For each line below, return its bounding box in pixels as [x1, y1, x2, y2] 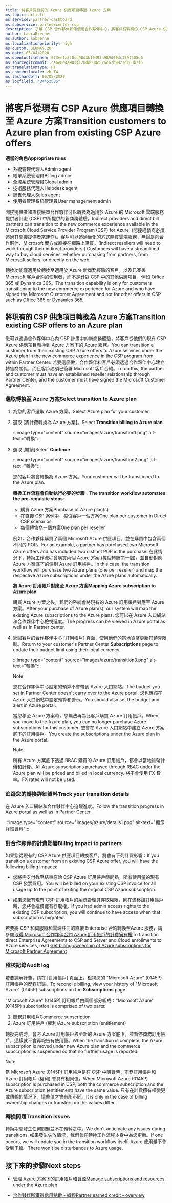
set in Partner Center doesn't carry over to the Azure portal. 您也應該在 [12, 690, 163, 696]
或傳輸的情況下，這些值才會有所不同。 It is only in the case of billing [5, 1093, 147, 1100]
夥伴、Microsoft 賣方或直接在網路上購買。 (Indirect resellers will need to [9, 240, 161, 246]
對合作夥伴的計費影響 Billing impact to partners [5, 840, 122, 847]
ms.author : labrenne [5, 36, 50, 41]
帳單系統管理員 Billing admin [12, 172, 72, 178]
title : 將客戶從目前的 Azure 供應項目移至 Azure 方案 [5, 7, 111, 13]
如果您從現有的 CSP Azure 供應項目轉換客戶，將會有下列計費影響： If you [5, 852, 159, 858]
